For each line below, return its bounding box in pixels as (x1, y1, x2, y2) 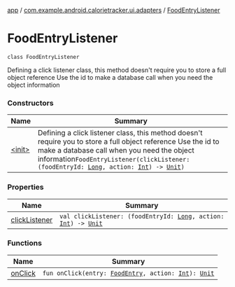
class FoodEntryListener (7, 53, 80, 60)
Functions (7, 238, 42, 248)
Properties (7, 182, 44, 192)
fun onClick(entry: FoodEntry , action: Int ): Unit (42, 269, 215, 277)
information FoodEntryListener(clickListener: (37, 154, 190, 164)
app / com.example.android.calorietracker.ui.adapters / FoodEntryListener (7, 6, 220, 14)
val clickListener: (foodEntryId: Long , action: (59, 212, 225, 220)
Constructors (7, 98, 54, 108)
